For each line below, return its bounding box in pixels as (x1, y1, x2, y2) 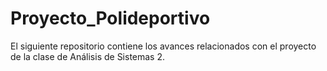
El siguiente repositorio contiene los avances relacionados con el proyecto (10, 40, 317, 52)
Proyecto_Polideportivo (10, 7, 211, 30)
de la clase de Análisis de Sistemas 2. (10, 50, 166, 62)
